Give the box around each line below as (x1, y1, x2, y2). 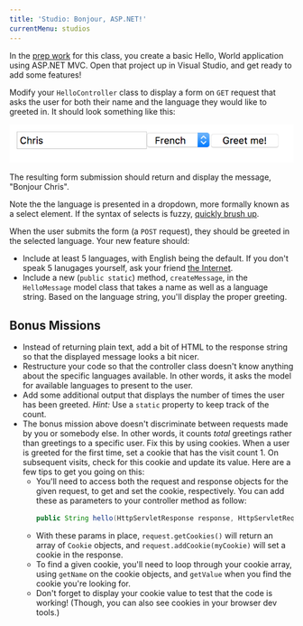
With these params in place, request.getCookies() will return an (35, 530, 273, 541)
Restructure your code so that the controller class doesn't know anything (22, 361, 294, 372)
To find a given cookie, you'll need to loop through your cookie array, (35, 559, 293, 570)
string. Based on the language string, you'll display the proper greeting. (22, 292, 288, 303)
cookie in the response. (35, 549, 124, 560)
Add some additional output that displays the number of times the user (22, 389, 285, 401)
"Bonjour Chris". (9, 182, 69, 192)
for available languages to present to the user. (22, 380, 194, 391)
